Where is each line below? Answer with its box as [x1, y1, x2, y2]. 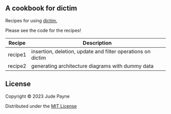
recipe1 [8, 51, 26, 58]
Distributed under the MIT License [5, 103, 77, 109]
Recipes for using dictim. [5, 17, 58, 23]
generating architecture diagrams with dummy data [31, 62, 154, 69]
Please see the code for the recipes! [5, 27, 81, 33]
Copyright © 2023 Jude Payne [5, 93, 70, 99]
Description [82, 39, 112, 46]
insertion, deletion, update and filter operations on [31, 48, 151, 55]
